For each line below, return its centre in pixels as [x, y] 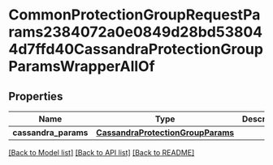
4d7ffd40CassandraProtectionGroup [136, 49]
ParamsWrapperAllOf [82, 67]
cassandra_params [50, 133]
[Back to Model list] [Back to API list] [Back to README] [102, 152]
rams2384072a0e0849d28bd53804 [136, 32]
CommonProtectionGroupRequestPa [134, 15]
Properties [36, 96]
